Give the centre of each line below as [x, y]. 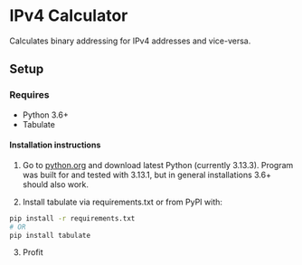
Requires [29, 95]
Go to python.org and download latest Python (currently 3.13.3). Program [158, 165]
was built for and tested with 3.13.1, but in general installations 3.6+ [146, 175]
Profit [33, 252]
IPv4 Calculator [69, 16]
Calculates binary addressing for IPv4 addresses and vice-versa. [130, 41]
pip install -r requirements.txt [72, 218]
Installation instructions [55, 145]
